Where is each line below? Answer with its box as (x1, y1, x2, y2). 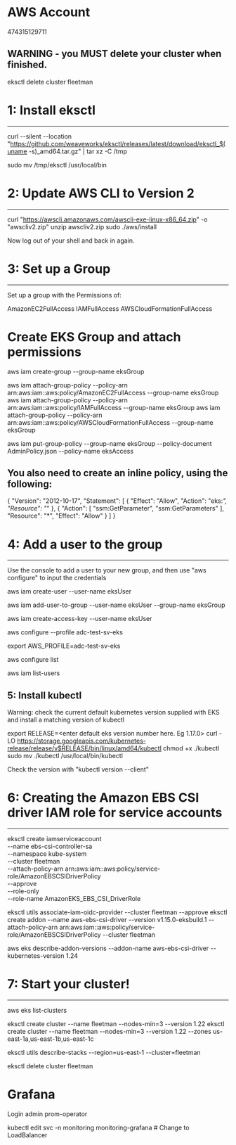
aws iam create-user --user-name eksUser (7, 587, 132, 596)
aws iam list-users (7, 669, 60, 677)
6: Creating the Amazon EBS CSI (7, 790, 199, 806)
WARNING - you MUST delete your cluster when (7, 48, 222, 60)
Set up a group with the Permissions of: (7, 290, 122, 299)
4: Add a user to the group (7, 536, 163, 552)
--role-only (7, 887, 40, 895)
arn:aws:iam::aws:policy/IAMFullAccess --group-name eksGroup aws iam (7, 403, 221, 411)
